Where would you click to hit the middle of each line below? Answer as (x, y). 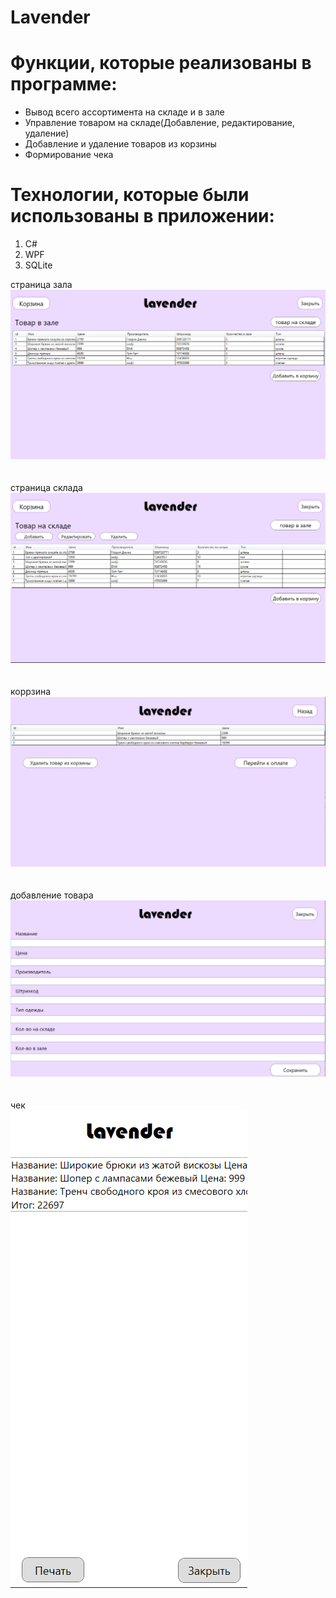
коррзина (31, 692)
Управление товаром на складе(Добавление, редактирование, (159, 123)
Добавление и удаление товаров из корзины (120, 144)
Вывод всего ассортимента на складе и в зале (124, 112)
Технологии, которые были (130, 195)
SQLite (38, 265)
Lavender (50, 17)
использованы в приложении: (142, 216)
